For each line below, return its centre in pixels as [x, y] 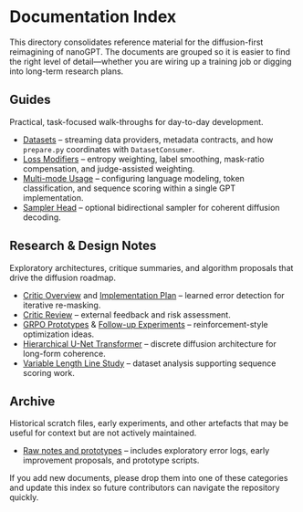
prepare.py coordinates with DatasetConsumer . [109, 149]
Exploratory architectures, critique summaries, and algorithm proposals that [151, 267]
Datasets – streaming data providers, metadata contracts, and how [148, 140]
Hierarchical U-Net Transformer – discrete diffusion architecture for [149, 343]
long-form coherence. [64, 353]
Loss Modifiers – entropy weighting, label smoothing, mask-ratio [143, 159]
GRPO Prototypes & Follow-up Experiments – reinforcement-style [145, 324]
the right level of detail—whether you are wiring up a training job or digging [151, 61]
